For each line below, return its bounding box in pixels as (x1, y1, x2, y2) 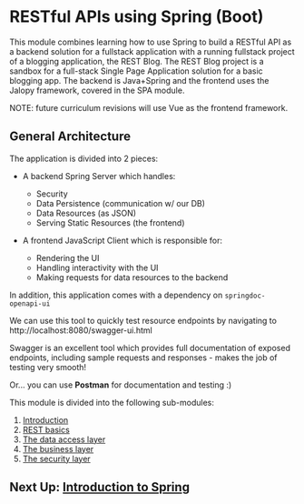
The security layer (22, 453, 91, 464)
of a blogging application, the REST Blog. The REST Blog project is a (9, 55, 265, 66)
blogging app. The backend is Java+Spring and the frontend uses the (9, 75, 270, 86)
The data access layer (22, 434, 106, 445)
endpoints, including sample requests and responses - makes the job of (9, 352, 279, 363)
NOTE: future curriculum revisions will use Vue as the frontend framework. (9, 102, 289, 113)
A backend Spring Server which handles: (22, 170, 176, 181)
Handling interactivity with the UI (35, 262, 159, 273)
